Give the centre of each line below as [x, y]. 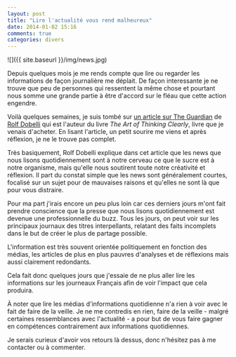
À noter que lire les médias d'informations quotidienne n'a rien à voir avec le [118, 304]
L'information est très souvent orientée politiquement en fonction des [107, 247]
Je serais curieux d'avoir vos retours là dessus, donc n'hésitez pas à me [112, 340]
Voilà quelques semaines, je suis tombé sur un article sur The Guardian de [115, 117]
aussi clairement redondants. [49, 262]
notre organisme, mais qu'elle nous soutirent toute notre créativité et [106, 168]
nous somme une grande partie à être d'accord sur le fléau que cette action [117, 96]
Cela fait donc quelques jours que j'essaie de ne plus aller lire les [101, 276]
